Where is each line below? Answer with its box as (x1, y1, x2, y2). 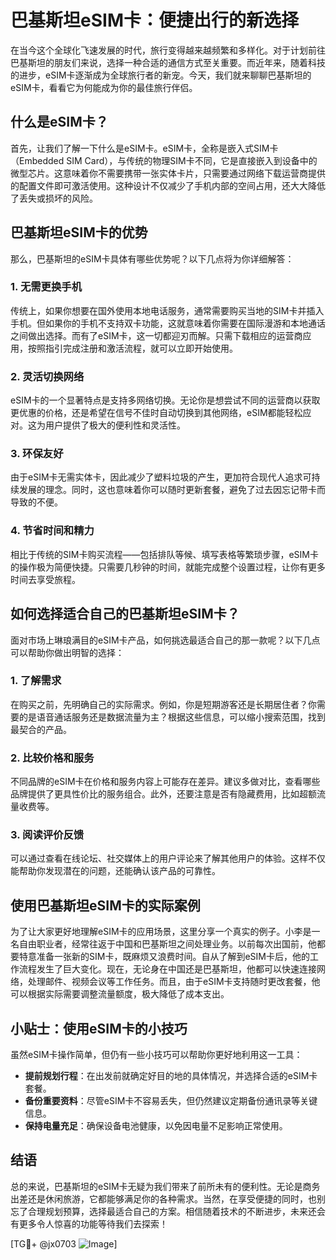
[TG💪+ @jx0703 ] (10, 1237, 118, 1250)
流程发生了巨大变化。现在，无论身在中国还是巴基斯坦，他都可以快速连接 (18, 963, 317, 975)
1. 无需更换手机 (10, 280, 83, 294)
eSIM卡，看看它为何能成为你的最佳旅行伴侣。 (10, 81, 198, 93)
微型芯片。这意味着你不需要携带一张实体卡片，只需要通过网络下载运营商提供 (10, 167, 326, 179)
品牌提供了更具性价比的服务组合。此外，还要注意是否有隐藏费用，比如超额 (10, 788, 317, 800)
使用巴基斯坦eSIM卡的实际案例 (10, 897, 201, 914)
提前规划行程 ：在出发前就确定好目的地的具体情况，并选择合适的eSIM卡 (24, 1070, 318, 1082)
